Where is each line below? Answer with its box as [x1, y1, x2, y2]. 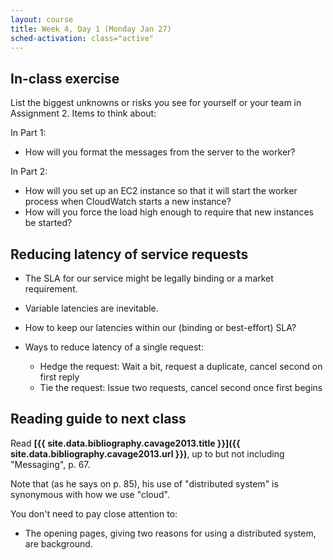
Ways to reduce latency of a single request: [24, 341, 204, 353]
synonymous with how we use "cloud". [10, 488, 171, 500]
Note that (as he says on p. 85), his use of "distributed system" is [10, 477, 279, 490]
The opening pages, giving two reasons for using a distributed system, [24, 527, 317, 539]
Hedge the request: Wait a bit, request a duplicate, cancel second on [39, 361, 323, 372]
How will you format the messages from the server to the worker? [24, 146, 296, 158]
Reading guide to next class [10, 411, 187, 428]
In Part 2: [10, 166, 48, 178]
